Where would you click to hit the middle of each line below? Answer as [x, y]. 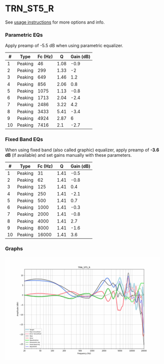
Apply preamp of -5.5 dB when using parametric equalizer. [64, 46]
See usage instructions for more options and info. [55, 22]
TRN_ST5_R [30, 9]
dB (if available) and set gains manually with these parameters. [69, 155]
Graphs [14, 249]
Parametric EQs [24, 35]
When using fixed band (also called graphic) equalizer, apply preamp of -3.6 [82, 150]
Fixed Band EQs [24, 139]
